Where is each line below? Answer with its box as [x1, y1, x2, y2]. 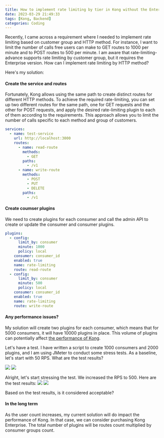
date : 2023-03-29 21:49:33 [5, 12, 60, 17]
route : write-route [14, 303, 54, 308]
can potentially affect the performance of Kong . [5, 335, 101, 341]
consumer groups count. [5, 427, 55, 433]
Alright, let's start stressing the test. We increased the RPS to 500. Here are [5, 374, 157, 380]
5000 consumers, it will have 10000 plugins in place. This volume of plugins [5, 330, 158, 336]
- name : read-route [18, 145, 58, 150]
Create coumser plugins [5, 205, 55, 211]
